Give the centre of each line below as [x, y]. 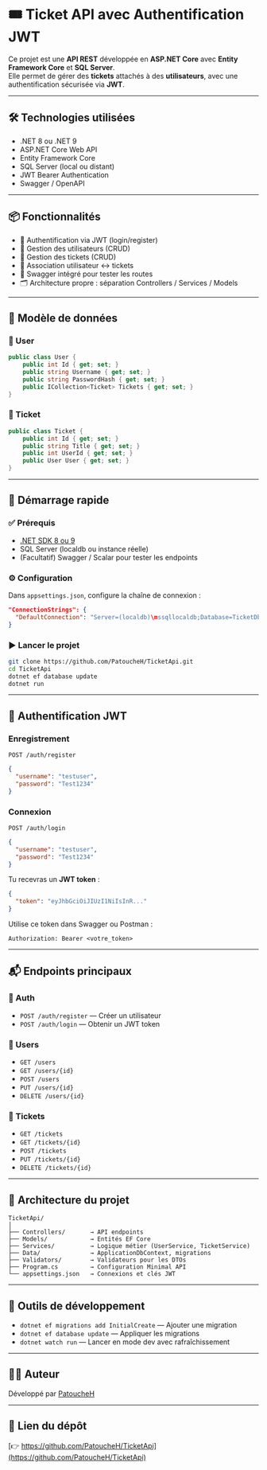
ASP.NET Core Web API [58, 149]
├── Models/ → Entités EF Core [79, 1239]
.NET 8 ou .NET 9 [48, 141]
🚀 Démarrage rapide [59, 500]
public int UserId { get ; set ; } [78, 454]
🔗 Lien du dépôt [48, 1426]
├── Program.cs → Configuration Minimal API [97, 1267]
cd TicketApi [30, 669]
